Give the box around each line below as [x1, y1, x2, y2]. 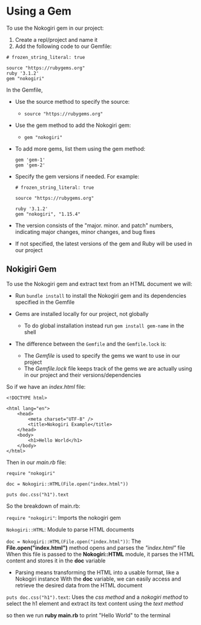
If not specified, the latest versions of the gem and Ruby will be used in [15, 240, 193, 247]
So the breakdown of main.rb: [6, 502, 81, 510]
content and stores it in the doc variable [6, 557, 106, 564]
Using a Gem [6, 4, 71, 18]
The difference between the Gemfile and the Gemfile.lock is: [15, 340, 166, 347]
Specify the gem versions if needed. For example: [15, 172, 140, 180]
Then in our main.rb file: [6, 459, 67, 466]
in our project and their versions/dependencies [24, 371, 142, 378]
